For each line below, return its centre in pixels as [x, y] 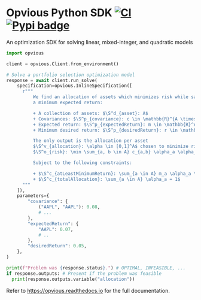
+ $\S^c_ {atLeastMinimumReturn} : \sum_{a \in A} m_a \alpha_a [112, 174]
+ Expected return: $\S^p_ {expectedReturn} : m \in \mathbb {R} [112, 125]
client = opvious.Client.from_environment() [63, 64]
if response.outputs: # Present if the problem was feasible [84, 273]
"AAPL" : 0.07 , [56, 229]
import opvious [25, 53]
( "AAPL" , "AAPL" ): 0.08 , [69, 207]
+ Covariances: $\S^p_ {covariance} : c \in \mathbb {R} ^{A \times [115, 119]
